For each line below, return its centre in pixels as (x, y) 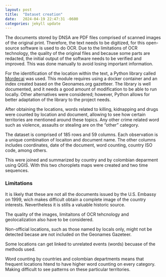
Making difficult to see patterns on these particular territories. (68, 269)
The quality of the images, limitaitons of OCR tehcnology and (67, 214)
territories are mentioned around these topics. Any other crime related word (82, 120)
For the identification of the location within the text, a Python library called (81, 73)
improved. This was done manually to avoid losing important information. (79, 64)
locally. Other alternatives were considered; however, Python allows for (78, 94)
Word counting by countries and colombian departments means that (75, 259)
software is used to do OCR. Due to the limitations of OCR (79, 48)
